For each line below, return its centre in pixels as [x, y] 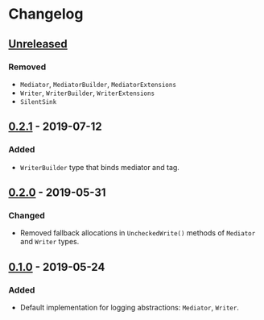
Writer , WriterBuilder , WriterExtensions [87, 93]
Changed [27, 215]
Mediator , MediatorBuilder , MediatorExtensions [98, 84]
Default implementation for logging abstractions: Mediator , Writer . [130, 307]
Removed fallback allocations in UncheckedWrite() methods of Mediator [138, 233]
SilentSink [38, 102]
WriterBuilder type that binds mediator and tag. [99, 167]
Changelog [46, 14]
